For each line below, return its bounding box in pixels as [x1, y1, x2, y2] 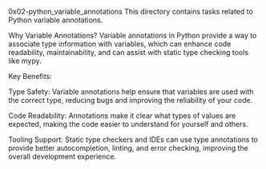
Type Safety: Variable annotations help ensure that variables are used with [8, 87, 254, 96]
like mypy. [8, 56, 42, 65]
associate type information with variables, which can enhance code [8, 39, 232, 49]
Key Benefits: [8, 72, 52, 81]
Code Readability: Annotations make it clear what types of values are [8, 111, 236, 120]
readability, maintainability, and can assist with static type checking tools [8, 48, 249, 57]
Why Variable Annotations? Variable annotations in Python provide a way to [8, 31, 257, 40]
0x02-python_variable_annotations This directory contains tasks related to [8, 7, 254, 16]
